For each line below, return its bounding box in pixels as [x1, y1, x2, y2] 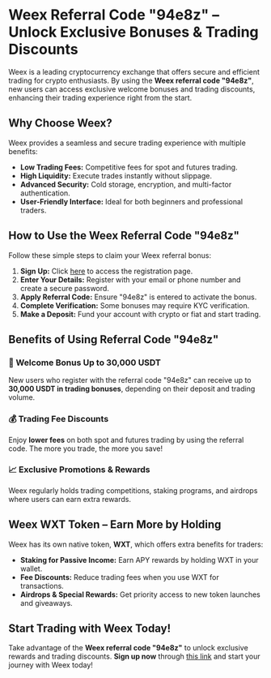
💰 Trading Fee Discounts [8, 414, 109, 425]
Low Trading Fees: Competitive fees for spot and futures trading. [19, 162, 238, 172]
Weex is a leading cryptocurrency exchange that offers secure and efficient [8, 67, 260, 76]
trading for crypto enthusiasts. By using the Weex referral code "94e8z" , [8, 75, 255, 85]
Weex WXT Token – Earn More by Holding [8, 517, 222, 532]
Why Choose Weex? [8, 116, 113, 131]
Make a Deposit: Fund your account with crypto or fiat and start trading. [19, 309, 261, 319]
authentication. [19, 188, 70, 198]
